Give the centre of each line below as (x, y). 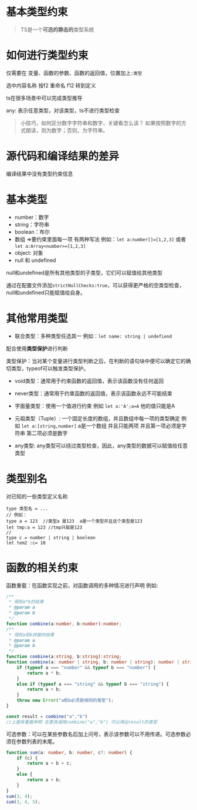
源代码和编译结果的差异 (63, 156)
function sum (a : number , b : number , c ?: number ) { (69, 752)
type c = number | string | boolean (51, 537)
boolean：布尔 (32, 232)
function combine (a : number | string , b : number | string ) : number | (93, 662)
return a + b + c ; (50, 763)
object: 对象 (29, 253)
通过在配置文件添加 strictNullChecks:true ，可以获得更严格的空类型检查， (95, 285)
